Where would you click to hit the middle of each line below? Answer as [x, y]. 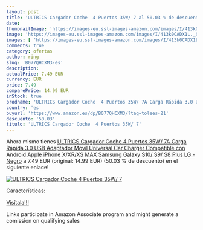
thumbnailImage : [27, 29]
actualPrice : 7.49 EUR [35, 74]
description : [23, 68]
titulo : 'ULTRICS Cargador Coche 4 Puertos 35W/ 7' [74, 125]
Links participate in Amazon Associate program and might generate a [92, 214]
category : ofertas [29, 51]
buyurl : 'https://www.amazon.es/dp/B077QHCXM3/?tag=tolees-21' [88, 113]
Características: [26, 191]
